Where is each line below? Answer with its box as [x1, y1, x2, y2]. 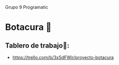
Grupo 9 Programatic [5, 4, 48, 10]
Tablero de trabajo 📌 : [5, 41, 70, 50]
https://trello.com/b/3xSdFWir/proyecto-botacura [12, 55, 114, 60]
